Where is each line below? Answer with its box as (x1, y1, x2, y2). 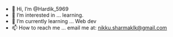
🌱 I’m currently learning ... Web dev (11, 18, 96, 24)
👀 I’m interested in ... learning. (11, 12, 84, 18)
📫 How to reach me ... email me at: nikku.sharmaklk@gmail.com (11, 24, 168, 31)
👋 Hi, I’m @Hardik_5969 (11, 6, 69, 12)
